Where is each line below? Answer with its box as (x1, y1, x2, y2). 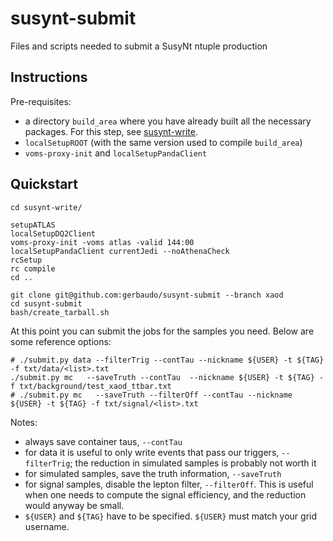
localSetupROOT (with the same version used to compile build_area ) (24, 136, 303, 148)
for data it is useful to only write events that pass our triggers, (24, 446, 280, 458)
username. (24, 520, 70, 532)
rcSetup (10, 255, 43, 265)
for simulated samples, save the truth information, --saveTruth (24, 467, 282, 479)
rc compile (10, 263, 56, 274)
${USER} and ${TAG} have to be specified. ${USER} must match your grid (24, 510, 318, 522)
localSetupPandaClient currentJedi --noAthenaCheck (10, 246, 230, 256)
